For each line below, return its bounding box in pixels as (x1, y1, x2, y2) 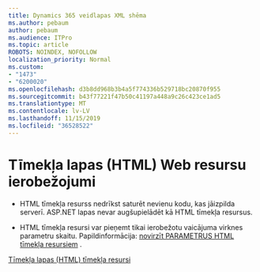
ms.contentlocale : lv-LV (8, 108, 90, 115)
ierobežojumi (8, 172, 96, 191)
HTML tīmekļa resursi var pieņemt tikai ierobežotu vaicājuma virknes (19, 222, 243, 232)
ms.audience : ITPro (8, 33, 73, 42)
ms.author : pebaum (8, 19, 69, 27)
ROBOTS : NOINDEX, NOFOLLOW (8, 48, 97, 56)
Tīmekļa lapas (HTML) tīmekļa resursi (8, 255, 131, 264)
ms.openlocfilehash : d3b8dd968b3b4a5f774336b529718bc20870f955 (8, 85, 221, 93)
